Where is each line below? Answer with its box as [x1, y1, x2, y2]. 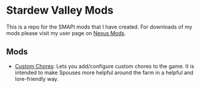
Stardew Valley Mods [6, 4, 114, 17]
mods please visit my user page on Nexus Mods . [6, 29, 127, 36]
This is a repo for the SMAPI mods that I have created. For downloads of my [6, 23, 193, 30]
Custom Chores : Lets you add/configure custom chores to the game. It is [14, 62, 195, 70]
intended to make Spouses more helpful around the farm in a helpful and [14, 69, 194, 76]
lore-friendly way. [14, 75, 59, 82]
